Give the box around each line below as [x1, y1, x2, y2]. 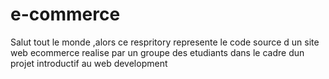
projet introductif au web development [10, 57, 168, 69]
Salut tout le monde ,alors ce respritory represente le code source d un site [10, 36, 320, 48]
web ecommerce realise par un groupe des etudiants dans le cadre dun [10, 46, 305, 58]
